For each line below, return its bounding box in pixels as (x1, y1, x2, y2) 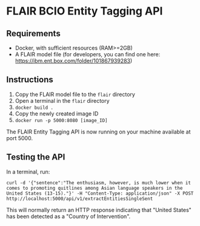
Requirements (6, 28, 61, 39)
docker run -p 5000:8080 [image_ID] (15, 117, 108, 123)
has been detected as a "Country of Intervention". (6, 213, 131, 220)
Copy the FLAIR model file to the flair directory (15, 91, 135, 98)
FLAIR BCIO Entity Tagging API (6, 4, 163, 18)
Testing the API (6, 152, 65, 163)
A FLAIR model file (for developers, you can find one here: (15, 51, 161, 58)
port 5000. (6, 134, 33, 141)
